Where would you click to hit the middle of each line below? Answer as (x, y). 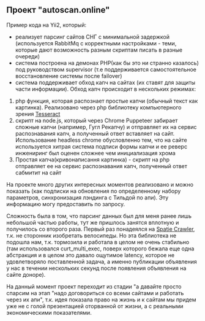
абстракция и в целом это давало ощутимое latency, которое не (91, 255)
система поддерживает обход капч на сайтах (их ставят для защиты (105, 82)
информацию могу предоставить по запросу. (66, 204)
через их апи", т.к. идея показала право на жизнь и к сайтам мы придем (102, 300)
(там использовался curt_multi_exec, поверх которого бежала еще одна (100, 249)
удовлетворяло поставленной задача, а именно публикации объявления (102, 261)
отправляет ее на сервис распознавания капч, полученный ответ (101, 166)
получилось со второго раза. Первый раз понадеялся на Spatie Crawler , (101, 229)
